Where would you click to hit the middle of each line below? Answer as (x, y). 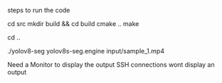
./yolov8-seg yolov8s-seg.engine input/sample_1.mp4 (86, 51)
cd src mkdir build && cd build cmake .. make (73, 24)
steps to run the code (39, 10)
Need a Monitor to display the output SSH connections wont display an (111, 65)
